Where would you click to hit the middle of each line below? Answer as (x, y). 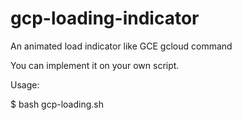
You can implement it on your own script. (95, 65)
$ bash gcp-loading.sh (57, 104)
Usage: (25, 84)
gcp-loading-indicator (105, 18)
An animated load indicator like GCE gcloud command (121, 46)
